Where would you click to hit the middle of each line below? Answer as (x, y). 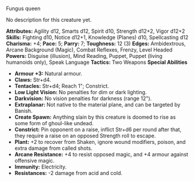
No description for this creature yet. (49, 20)
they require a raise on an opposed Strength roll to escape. (85, 136)
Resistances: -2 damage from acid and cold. (68, 173)
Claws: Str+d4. (33, 80)
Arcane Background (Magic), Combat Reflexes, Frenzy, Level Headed (89, 50)
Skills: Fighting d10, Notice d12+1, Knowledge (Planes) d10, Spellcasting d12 (97, 37)
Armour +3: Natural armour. (48, 73)
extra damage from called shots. (53, 148)
